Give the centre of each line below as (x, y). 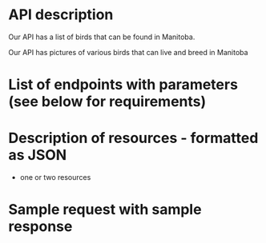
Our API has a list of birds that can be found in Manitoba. (102, 37)
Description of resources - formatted (133, 138)
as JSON (38, 155)
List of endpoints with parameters (123, 85)
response (40, 227)
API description (61, 15)
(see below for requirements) (107, 102)
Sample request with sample (105, 210)
